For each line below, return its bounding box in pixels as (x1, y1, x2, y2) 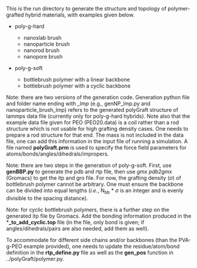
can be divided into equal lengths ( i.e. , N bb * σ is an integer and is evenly (6, 187, 184, 195)
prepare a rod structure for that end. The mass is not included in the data (6, 131, 184, 138)
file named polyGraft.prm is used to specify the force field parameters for (6, 144, 187, 151)
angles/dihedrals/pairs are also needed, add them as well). (6, 225, 149, 232)
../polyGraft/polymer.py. (6, 255, 64, 262)
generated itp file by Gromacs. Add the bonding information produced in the (6, 212, 192, 219)
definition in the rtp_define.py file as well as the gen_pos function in (6, 248, 173, 256)
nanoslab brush (23, 34, 62, 41)
